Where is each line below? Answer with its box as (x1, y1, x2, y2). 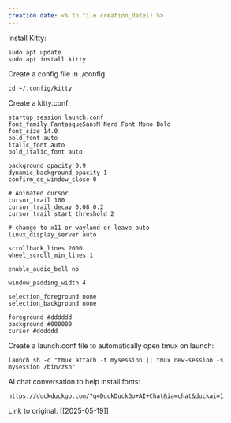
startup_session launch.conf (8, 113, 104, 121)
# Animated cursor (8, 189, 69, 197)
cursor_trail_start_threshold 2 (8, 210, 114, 217)
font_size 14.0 (8, 127, 58, 135)
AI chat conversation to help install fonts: (8, 377, 141, 386)
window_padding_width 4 (8, 279, 87, 287)
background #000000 (8, 320, 73, 328)
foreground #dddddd (8, 313, 73, 321)
